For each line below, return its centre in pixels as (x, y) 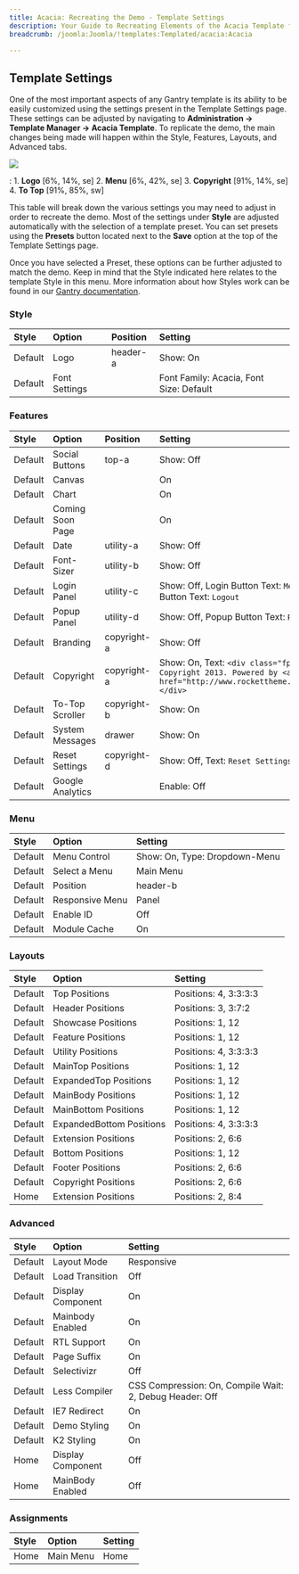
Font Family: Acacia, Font (211, 378)
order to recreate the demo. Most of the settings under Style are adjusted (144, 217)
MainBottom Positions (99, 1109)
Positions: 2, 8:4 (208, 1197)
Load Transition (85, 1276)
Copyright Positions (94, 1183)
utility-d (122, 616)
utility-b (122, 565)
